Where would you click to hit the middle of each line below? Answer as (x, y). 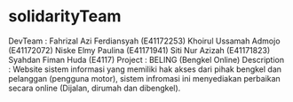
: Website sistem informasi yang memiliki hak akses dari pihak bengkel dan (145, 69)
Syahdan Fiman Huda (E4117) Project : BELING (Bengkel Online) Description (146, 59)
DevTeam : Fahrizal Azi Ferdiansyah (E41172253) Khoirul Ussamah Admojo (144, 41)
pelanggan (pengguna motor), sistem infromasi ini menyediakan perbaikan (144, 78)
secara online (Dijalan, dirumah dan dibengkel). (95, 88)
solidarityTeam (65, 16)
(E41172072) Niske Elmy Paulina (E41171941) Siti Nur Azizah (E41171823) (139, 50)
